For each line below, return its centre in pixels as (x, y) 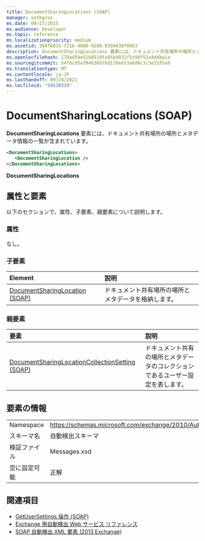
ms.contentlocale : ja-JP (38, 74)
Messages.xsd (70, 451)
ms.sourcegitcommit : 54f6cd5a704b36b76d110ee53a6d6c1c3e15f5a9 (88, 63)
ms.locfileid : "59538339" (39, 86)
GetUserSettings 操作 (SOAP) (52, 516)
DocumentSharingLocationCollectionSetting (72, 362)
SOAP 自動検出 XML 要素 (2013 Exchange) (68, 531)
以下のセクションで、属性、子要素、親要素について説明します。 (86, 212)
